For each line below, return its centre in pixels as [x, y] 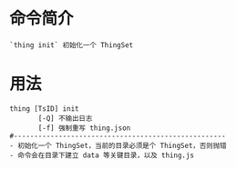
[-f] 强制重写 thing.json [84, 128]
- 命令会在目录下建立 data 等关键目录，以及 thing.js [102, 155]
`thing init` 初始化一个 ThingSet [72, 45]
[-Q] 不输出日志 [65, 118]
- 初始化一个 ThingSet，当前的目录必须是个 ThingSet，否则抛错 [118, 145]
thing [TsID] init [44, 109]
